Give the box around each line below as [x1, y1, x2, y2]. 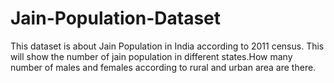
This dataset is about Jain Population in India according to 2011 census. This [10, 40, 325, 52]
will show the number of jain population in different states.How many [10, 50, 293, 62]
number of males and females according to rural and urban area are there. [10, 61, 317, 73]
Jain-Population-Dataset [10, 7, 222, 30]
